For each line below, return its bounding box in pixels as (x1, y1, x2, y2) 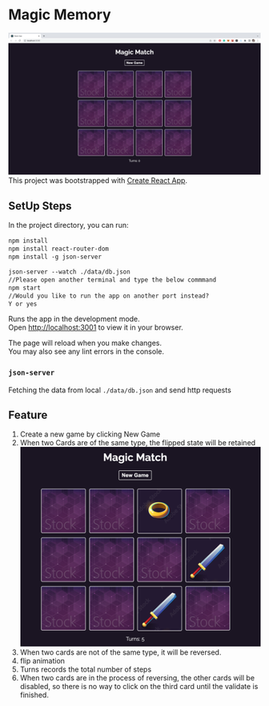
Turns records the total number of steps (19, 664, 152, 674)
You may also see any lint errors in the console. (8, 347, 164, 356)
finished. (19, 690, 50, 700)
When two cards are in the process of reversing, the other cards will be (19, 672, 255, 683)
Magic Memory (8, 6, 111, 24)
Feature (8, 408, 48, 422)
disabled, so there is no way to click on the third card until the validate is (19, 681, 259, 691)
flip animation (19, 655, 66, 665)
